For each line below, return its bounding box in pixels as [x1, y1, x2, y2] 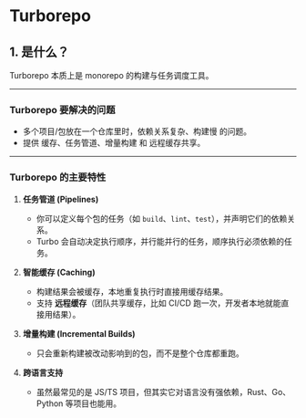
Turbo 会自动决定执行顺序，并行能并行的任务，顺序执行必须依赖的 [36, 235, 285, 246]
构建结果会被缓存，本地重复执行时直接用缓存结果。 [36, 286, 229, 297]
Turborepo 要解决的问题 [9, 103, 116, 116]
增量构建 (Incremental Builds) [22, 328, 136, 339]
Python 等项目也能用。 [36, 398, 122, 409]
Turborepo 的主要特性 [9, 171, 107, 183]
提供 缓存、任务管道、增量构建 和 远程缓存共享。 [22, 138, 206, 149]
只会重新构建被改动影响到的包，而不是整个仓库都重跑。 [36, 348, 244, 359]
